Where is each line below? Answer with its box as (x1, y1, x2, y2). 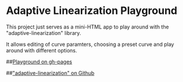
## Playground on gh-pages (6, 58, 73, 65)
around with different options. (6, 47, 78, 54)
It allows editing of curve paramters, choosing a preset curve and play (6, 41, 174, 48)
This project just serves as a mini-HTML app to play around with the (6, 23, 169, 30)
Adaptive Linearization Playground (6, 4, 178, 17)
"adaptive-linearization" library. (6, 29, 82, 36)
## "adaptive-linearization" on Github (6, 69, 95, 76)
